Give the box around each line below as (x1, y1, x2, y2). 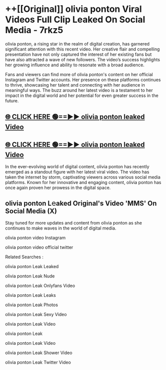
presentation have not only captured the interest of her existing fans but (5, 51, 152, 57)
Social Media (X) (5, 207, 57, 215)
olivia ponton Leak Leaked (5, 263, 59, 269)
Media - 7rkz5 (5, 25, 63, 36)
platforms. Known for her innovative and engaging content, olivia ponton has (5, 180, 162, 185)
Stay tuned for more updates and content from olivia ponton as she (5, 220, 142, 226)
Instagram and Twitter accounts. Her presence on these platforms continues (5, 77, 161, 83)
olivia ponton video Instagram (5, 234, 66, 240)
